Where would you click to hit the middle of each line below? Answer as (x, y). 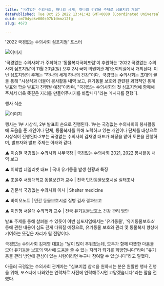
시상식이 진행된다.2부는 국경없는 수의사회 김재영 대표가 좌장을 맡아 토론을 (75, 137)
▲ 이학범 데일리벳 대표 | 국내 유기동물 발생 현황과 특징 (57, 169)
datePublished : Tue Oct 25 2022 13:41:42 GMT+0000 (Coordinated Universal (83, 14)
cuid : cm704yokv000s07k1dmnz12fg (39, 19)
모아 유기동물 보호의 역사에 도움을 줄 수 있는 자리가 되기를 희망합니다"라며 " (77, 250)
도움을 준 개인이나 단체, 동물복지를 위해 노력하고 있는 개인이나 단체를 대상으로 (84, 130)
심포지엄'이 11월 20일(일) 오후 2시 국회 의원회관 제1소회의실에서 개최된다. (83, 69)
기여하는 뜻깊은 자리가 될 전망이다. (38, 234)
